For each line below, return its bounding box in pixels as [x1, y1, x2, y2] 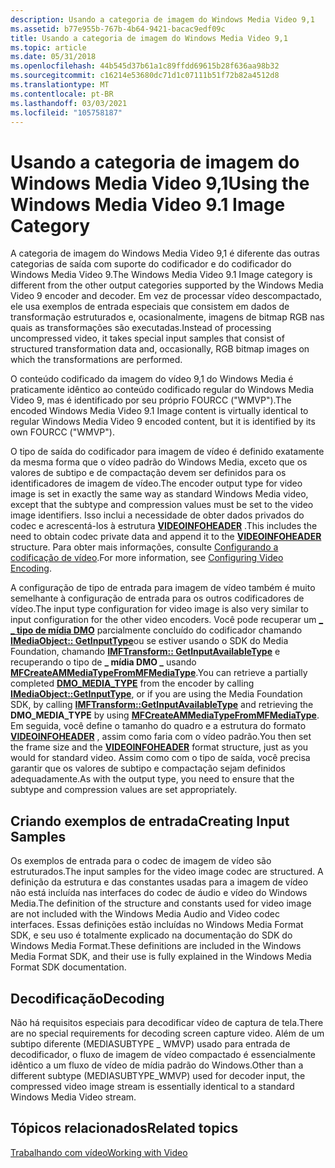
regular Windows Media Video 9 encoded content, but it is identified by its [10, 416, 316, 428]
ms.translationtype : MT [10, 80, 110, 90]
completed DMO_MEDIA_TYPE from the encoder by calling [10, 677, 255, 690]
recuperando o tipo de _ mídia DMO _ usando [10, 656, 197, 668]
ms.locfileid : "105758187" [10, 107, 123, 118]
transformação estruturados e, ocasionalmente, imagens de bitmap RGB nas [10, 311, 325, 323]
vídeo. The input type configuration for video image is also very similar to [10, 603, 309, 615]
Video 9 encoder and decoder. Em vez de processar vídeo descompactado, [10, 290, 323, 302]
